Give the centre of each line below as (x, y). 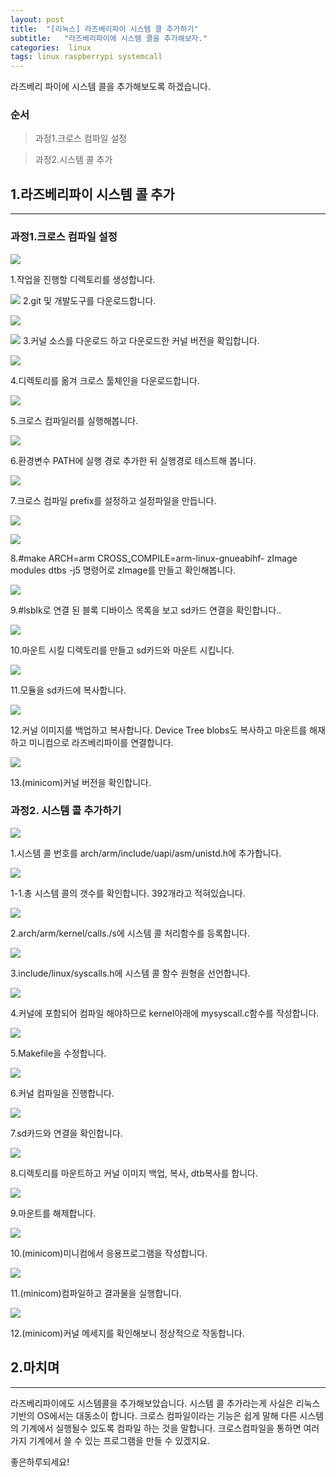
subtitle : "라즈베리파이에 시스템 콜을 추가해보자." (109, 38)
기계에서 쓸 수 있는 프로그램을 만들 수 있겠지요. (119, 1440)
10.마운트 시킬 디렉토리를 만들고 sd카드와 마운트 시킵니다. (122, 650)
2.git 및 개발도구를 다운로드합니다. (89, 300)
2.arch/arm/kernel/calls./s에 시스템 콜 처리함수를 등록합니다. (130, 933)
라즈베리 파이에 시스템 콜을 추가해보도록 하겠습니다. (110, 87)
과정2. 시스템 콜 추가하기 (66, 811)
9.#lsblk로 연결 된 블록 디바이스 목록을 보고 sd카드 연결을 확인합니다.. (146, 610)
